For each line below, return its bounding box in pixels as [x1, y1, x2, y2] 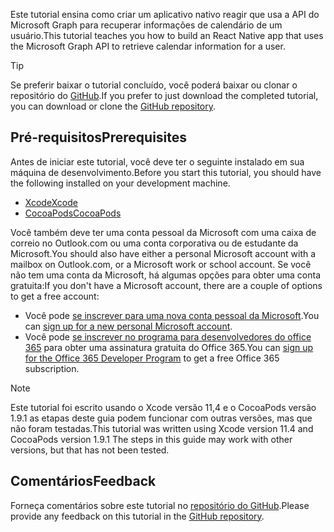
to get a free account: [10, 290, 100, 302]
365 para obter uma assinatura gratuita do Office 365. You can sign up [24, 341, 314, 353]
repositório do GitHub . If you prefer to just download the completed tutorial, [10, 90, 319, 101]
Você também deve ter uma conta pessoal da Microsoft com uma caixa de [10, 226, 317, 238]
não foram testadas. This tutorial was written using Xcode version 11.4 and [10, 422, 314, 434]
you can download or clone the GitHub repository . [10, 100, 217, 112]
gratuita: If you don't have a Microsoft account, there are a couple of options [10, 279, 323, 291]
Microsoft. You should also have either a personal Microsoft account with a [10, 247, 317, 259]
